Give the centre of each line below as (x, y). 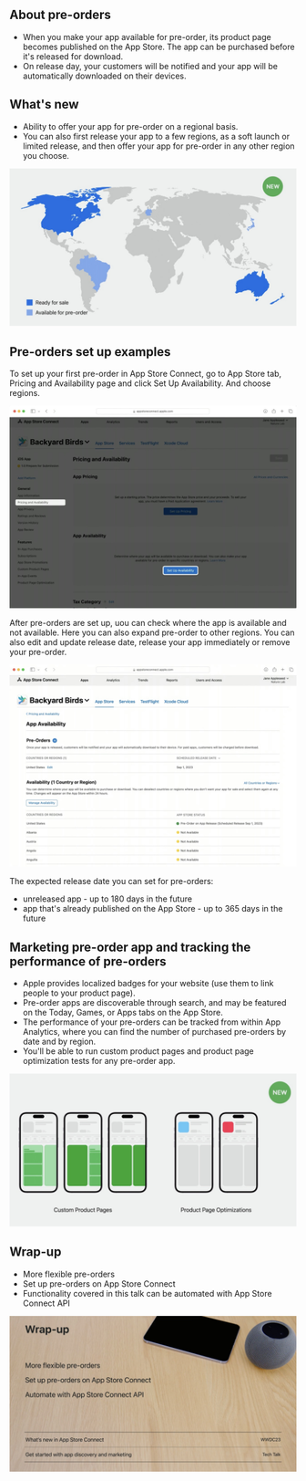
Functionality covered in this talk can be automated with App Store (147, 1293)
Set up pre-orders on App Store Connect (99, 1283)
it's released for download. (73, 56)
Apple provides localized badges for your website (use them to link (148, 984)
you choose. (46, 155)
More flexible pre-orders (69, 1274)
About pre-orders (61, 15)
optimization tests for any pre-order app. (99, 1061)
